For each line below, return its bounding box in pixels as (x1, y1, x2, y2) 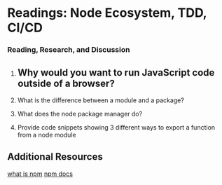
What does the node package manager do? (17, 109, 143, 118)
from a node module (17, 130, 76, 139)
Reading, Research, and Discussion (7, 45, 130, 55)
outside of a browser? (17, 77, 116, 89)
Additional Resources (7, 151, 103, 163)
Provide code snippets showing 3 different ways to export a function (17, 123, 216, 131)
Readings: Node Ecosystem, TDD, (7, 5, 207, 21)
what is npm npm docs (7, 170, 74, 178)
